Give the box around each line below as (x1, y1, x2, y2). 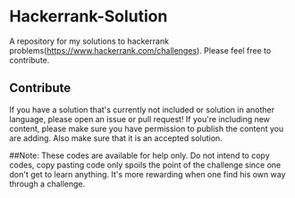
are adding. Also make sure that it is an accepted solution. (9, 132, 223, 144)
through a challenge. (9, 178, 86, 189)
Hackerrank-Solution (9, 6, 168, 27)
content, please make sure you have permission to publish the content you (9, 123, 284, 134)
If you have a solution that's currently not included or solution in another (9, 104, 275, 115)
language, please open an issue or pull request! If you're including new (9, 113, 271, 124)
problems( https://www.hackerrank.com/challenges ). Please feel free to (9, 45, 272, 55)
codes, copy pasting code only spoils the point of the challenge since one (9, 159, 282, 170)
